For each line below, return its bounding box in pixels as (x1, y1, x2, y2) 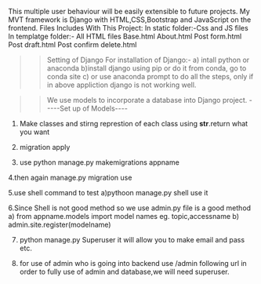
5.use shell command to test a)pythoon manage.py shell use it (8, 188, 208, 197)
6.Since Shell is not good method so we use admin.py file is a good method (8, 203, 252, 213)
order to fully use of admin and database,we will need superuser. (19, 267, 230, 276)
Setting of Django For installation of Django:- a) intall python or (46, 55, 250, 64)
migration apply (19, 143, 71, 151)
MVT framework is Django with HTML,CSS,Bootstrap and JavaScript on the (8, 15, 252, 24)
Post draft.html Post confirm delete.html (8, 40, 137, 49)
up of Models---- (72, 104, 128, 113)
